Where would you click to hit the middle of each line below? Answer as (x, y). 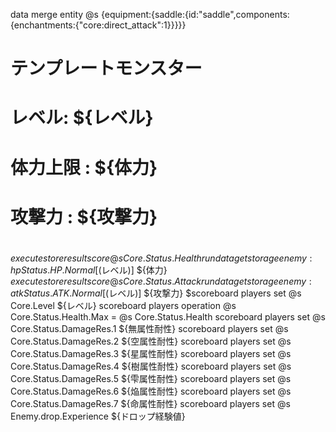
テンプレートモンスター (106, 68)
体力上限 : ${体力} (84, 167)
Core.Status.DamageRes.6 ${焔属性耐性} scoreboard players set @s (151, 391)
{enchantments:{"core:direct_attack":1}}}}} (98, 25)
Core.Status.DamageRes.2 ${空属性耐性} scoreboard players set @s (151, 341)
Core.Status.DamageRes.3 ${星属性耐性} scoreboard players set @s (151, 353)
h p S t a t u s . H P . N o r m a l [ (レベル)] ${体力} (89, 270)
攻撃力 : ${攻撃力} (84, 216)
